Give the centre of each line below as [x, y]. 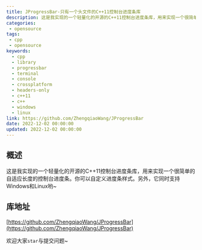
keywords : [19, 51]
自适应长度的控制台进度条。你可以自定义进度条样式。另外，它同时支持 [93, 178]
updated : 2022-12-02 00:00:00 [44, 130]
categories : [21, 23]
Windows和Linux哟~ [32, 186]
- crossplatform [32, 85]
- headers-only [31, 90]
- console [24, 79]
